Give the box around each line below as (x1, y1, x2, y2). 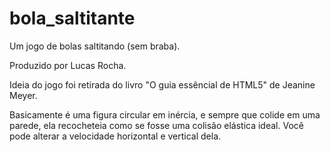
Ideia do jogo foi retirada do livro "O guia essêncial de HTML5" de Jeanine (9, 78, 316, 91)
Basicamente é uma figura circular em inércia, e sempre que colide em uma (9, 108, 321, 121)
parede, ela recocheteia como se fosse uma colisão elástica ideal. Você (9, 119, 304, 131)
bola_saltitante (9, 7, 136, 30)
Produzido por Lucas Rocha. (9, 59, 127, 71)
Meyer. (9, 89, 38, 101)
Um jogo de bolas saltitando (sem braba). (9, 40, 181, 52)
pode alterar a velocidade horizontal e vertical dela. (9, 130, 222, 142)
